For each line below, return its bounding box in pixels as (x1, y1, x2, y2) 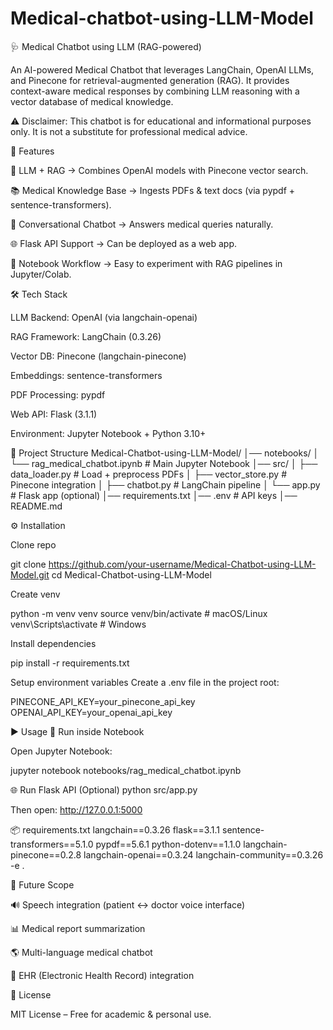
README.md (10, 500, 63, 512)
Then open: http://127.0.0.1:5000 (10, 803, 143, 816)
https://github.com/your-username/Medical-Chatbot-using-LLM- (48, 558, 317, 570)
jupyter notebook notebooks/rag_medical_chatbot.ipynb (10, 764, 242, 776)
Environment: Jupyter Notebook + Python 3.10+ (10, 427, 207, 439)
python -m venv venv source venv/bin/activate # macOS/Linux (10, 607, 268, 619)
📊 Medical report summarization (10, 922, 146, 934)
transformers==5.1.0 (10, 838, 94, 850)
